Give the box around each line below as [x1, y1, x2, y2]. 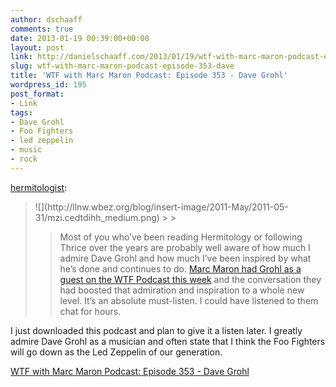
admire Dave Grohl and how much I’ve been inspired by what [59, 252, 312, 264]
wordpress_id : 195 [10, 80, 87, 90]
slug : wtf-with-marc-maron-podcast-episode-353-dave [10, 61, 235, 71]
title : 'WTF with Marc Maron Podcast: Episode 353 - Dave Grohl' [10, 71, 288, 81]
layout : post [10, 42, 65, 53]
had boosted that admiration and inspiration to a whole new [59, 284, 305, 296]
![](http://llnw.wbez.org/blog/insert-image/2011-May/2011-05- [34, 201, 289, 213]
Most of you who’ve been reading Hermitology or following [59, 231, 303, 243]
